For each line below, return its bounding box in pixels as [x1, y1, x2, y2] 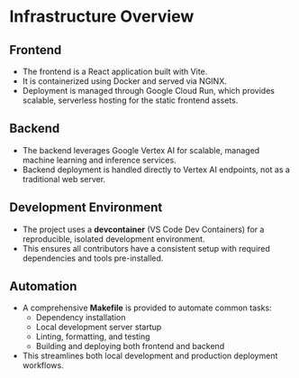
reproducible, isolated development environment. [22, 233, 205, 244]
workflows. [22, 360, 65, 371]
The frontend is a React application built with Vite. [22, 66, 208, 77]
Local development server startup [35, 322, 162, 333]
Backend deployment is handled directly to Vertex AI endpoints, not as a [22, 164, 291, 175]
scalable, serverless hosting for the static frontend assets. [22, 95, 239, 106]
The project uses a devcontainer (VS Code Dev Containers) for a [22, 224, 265, 235]
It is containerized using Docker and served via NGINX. [22, 76, 227, 87]
